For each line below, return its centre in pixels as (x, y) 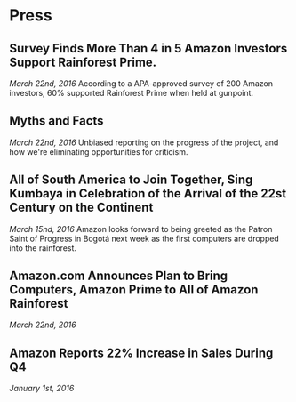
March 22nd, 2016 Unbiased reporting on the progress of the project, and (144, 142)
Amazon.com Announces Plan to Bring (119, 276)
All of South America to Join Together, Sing (131, 180)
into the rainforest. (43, 248)
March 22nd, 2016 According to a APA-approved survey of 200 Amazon (141, 84)
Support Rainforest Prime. (83, 62)
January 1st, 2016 (42, 389)
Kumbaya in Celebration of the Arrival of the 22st (148, 193)
